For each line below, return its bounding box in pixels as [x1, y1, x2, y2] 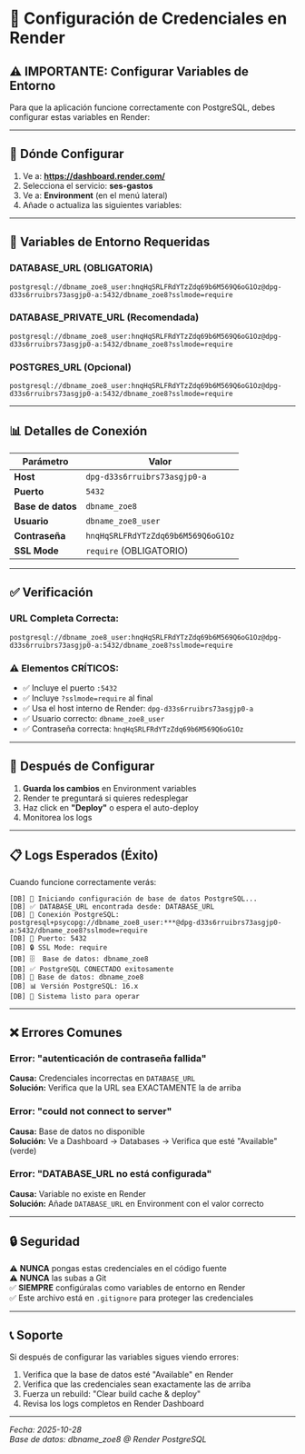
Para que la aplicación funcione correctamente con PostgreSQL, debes [9, 102, 275, 113]
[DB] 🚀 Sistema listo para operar [9, 991, 141, 1001]
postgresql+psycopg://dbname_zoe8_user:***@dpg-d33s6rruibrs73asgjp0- [9, 918, 282, 927]
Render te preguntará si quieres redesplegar [22, 792, 189, 803]
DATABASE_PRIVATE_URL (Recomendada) [9, 311, 200, 324]
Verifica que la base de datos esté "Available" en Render [22, 1369, 234, 1380]
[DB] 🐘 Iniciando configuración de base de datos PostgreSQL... [9, 894, 258, 903]
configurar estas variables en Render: [9, 112, 151, 122]
